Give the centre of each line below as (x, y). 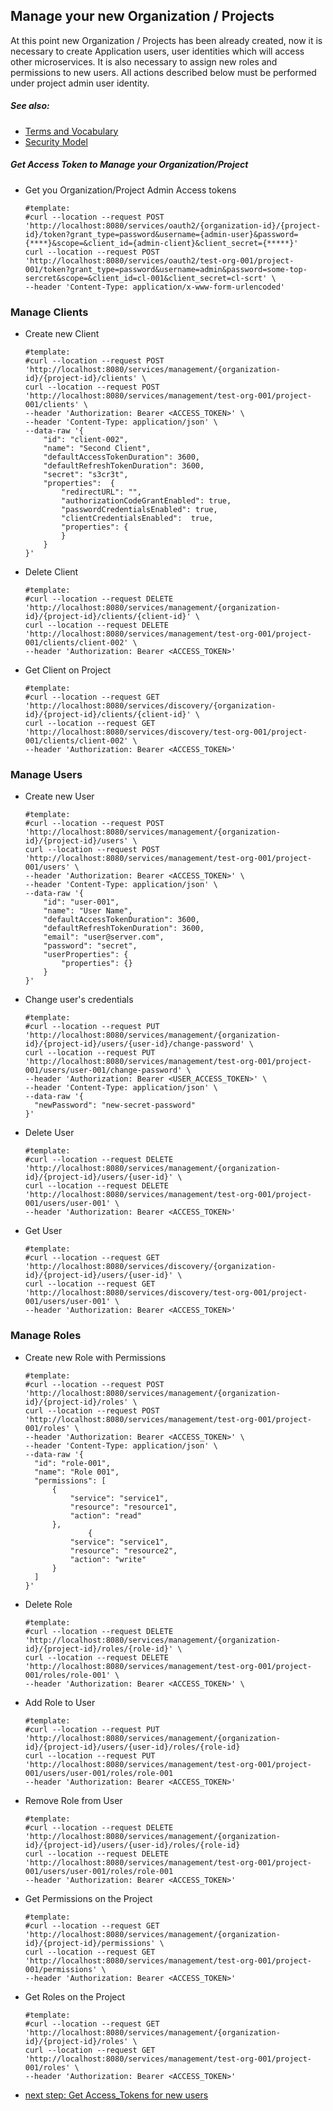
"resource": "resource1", (123, 1507)
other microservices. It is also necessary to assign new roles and (144, 61)
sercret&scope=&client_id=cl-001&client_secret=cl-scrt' (146, 278)
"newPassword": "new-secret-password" (115, 1105)
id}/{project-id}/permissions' (90, 1943)
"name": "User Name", (88, 911)
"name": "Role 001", (77, 1472)
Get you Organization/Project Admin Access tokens (130, 190)
